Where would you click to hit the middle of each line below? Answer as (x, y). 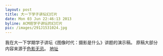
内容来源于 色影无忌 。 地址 (32, 49)
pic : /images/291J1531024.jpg (36, 28)
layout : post (19, 10)
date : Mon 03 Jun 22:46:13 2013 (38, 19)
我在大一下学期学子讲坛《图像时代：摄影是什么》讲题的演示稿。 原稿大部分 (81, 43)
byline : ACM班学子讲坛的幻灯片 (34, 23)
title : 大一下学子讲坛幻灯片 (31, 14)
